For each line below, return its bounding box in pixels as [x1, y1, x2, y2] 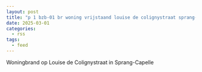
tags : [6, 37, 20, 43]
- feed [11, 43, 28, 49]
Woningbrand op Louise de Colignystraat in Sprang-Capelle [6, 58, 155, 66]
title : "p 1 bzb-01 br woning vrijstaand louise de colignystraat [6, 14, 176, 20]
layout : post [6, 8, 39, 15]
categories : [6, 25, 36, 32]
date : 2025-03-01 [6, 20, 50, 26]
